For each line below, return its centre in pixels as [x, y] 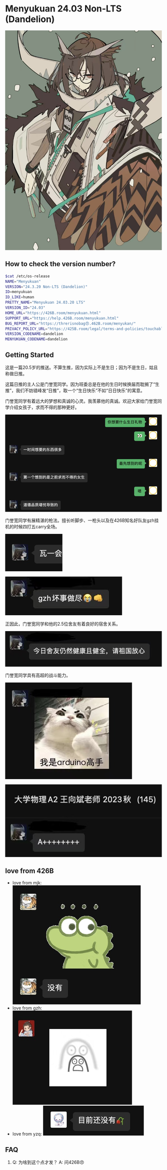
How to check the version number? [60, 264]
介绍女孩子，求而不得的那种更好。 [44, 407]
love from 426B [30, 871]
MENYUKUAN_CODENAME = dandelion [37, 339]
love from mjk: [27, 883]
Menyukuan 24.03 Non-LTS [63, 9]
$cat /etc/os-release [28, 276]
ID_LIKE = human [20, 297]
